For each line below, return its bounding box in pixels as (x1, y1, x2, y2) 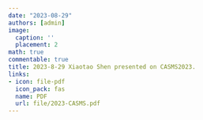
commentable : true (8, 56, 69, 64)
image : (8, 26, 30, 34)
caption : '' (15, 33, 55, 42)
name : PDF (15, 92, 47, 100)
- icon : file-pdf (8, 77, 66, 85)
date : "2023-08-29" (8, 11, 73, 20)
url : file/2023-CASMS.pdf (15, 99, 101, 107)
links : (8, 70, 30, 78)
